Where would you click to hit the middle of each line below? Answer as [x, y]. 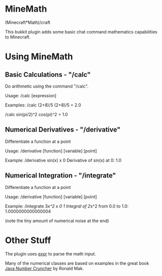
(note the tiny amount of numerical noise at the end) [57, 221]
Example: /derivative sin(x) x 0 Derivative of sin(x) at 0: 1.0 [63, 160]
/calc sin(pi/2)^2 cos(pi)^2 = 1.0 [36, 114]
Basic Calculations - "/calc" [48, 75]
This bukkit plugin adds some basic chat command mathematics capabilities [81, 32]
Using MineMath [39, 57]
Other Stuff [28, 240]
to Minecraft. [18, 37]
